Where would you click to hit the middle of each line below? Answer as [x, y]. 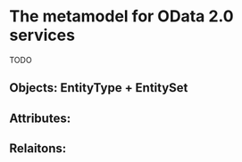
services [42, 35]
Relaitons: [38, 149]
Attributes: [40, 118]
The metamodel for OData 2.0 [121, 16]
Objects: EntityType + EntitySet [99, 88]
